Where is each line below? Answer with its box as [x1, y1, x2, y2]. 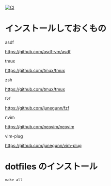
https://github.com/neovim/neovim [5, 124, 75, 129]
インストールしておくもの [5, 23, 107, 34]
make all [5, 177, 23, 182]
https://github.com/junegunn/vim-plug [5, 142, 82, 148]
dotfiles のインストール [5, 161, 98, 172]
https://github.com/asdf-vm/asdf [5, 48, 71, 54]
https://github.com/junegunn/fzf [5, 105, 69, 111]
